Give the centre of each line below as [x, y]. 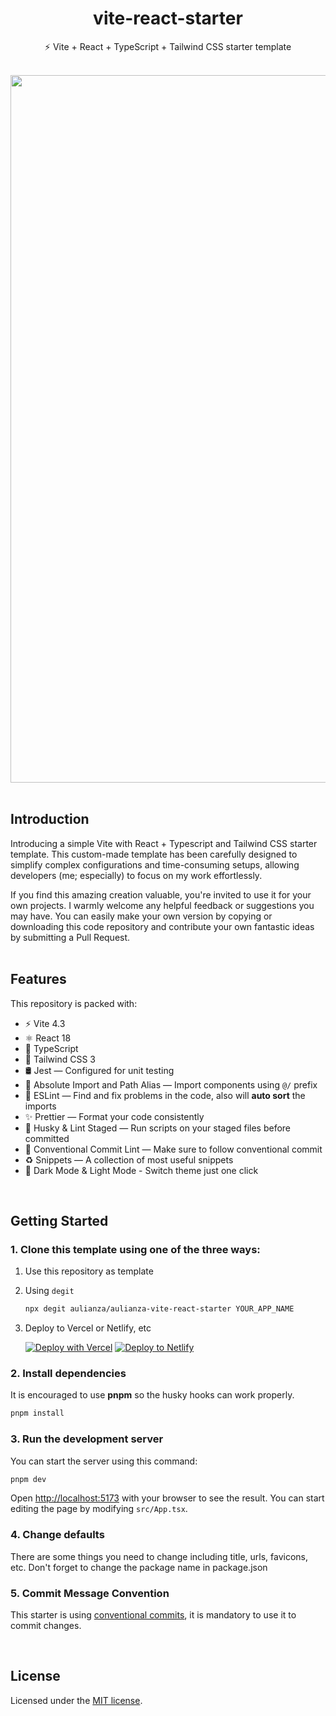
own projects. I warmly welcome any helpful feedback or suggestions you [162, 905]
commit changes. [46, 1626]
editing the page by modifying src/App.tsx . [99, 1509]
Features [38, 979]
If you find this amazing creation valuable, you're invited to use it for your [161, 894]
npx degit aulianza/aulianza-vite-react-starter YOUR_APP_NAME [159, 1309]
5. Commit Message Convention [90, 1593]
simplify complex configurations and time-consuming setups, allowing [155, 864]
